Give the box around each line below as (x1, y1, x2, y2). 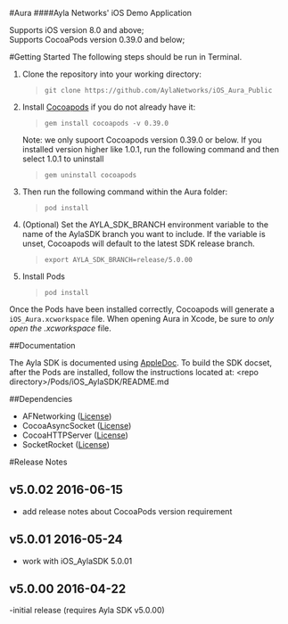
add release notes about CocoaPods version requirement (21, 505, 233, 516)
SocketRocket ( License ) (21, 439, 110, 449)
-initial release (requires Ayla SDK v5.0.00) (9, 605, 165, 616)
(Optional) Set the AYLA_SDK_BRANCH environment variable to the (21, 219, 269, 230)
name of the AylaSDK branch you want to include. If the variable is (21, 229, 266, 239)
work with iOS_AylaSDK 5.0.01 (21, 555, 133, 566)
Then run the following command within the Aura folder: (21, 186, 228, 197)
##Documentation (9, 341, 76, 350)
